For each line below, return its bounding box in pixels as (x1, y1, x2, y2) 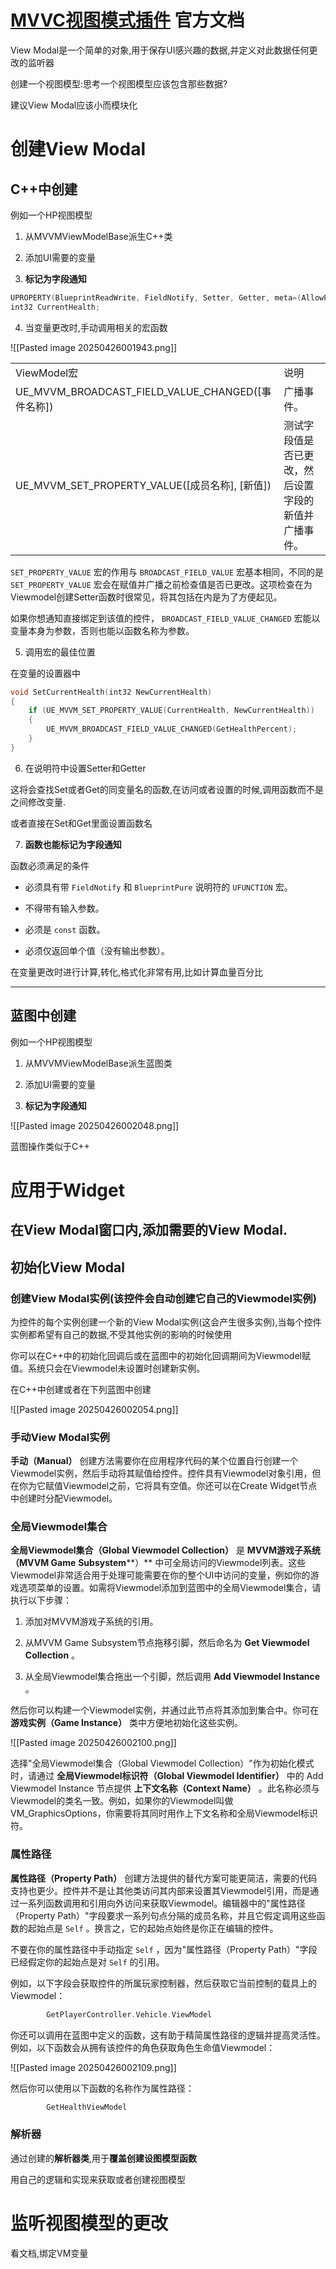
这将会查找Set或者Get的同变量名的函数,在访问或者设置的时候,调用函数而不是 (10, 783, 324, 795)
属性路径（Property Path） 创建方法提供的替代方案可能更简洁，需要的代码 (10, 1872, 318, 1884)
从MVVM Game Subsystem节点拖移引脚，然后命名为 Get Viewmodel (24, 1637, 310, 1649)
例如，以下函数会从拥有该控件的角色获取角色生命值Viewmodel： (10, 2041, 276, 2053)
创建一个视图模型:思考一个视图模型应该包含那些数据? (10, 77, 228, 90)
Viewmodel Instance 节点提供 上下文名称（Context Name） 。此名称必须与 (10, 1782, 320, 1795)
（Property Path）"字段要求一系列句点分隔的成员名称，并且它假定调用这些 (10, 1909, 317, 1921)
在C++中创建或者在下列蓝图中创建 (10, 1383, 152, 1395)
